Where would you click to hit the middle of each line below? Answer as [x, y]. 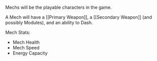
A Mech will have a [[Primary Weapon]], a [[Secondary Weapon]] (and [79, 17]
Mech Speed [26, 48]
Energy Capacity [30, 53]
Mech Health [26, 42]
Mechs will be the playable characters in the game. [58, 7]
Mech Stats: [18, 32]
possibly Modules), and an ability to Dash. [49, 23]
